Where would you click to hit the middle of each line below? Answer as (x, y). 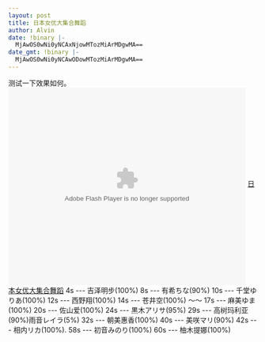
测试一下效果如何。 (40, 83)
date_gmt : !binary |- (44, 52)
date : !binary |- (37, 38)
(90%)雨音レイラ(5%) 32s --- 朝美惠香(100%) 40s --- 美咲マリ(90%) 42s (129, 320)
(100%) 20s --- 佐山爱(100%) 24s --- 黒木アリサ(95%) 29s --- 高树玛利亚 (129, 310)
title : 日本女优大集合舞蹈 (47, 23)
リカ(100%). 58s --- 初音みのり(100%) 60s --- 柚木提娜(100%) (129, 329)
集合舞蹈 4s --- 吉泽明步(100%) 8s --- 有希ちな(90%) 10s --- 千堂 (143, 290)
